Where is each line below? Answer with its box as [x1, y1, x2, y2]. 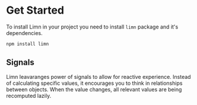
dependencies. [6, 29, 43, 36]
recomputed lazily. [6, 92, 52, 99]
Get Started [6, 4, 64, 17]
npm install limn [6, 41, 49, 47]
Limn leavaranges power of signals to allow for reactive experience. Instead [6, 73, 191, 80]
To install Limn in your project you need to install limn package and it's [6, 23, 179, 30]
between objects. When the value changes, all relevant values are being [6, 85, 182, 93]
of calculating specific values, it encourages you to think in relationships [6, 79, 183, 87]
